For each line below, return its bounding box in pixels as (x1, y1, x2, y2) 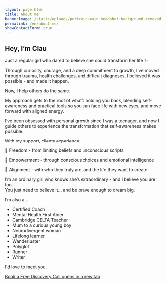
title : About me (5, 12, 39, 17)
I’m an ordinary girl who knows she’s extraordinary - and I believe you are (5, 176, 156, 182)
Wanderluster (12, 238, 41, 244)
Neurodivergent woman (12, 227, 61, 233)
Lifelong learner (12, 233, 45, 239)
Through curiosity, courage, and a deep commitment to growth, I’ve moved (5, 67, 159, 73)
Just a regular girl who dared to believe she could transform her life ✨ (5, 57, 148, 63)
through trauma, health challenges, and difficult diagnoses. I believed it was (5, 73, 160, 79)
